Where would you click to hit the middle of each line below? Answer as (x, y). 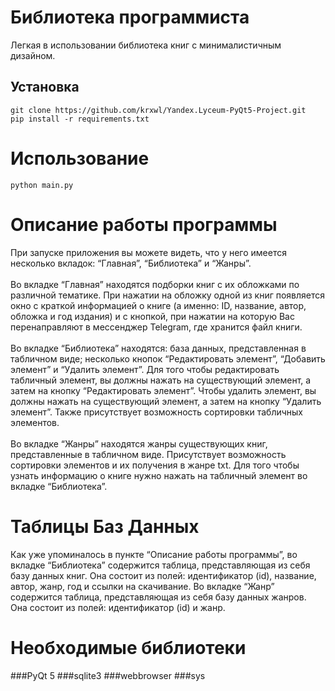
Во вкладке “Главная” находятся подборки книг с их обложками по (155, 284)
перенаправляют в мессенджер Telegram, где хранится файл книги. (156, 327)
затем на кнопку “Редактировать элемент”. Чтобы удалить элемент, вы (163, 390)
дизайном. (33, 55)
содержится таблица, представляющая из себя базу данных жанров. (158, 597)
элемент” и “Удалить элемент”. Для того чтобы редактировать (145, 369)
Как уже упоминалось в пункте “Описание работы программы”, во (154, 554)
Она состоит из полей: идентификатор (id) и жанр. (118, 607)
